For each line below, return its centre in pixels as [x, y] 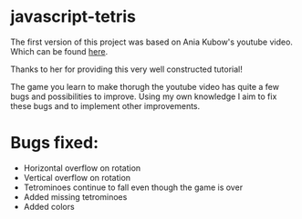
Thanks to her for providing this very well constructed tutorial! [126, 69]
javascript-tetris [73, 17]
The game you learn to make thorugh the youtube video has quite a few [145, 86]
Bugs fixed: [55, 143]
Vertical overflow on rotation [77, 177]
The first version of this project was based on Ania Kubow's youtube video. [151, 42]
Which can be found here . [59, 51]
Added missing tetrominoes [75, 196]
